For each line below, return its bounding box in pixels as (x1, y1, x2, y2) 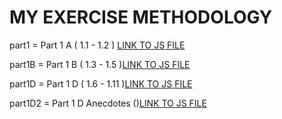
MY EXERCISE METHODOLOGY (9, 6, 273, 29)
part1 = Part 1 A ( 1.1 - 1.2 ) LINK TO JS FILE (9, 39, 186, 51)
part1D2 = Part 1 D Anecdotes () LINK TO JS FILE (9, 97, 207, 109)
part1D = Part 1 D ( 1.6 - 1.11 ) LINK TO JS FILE (9, 77, 193, 90)
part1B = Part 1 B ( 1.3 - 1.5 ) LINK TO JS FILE (9, 58, 191, 70)
